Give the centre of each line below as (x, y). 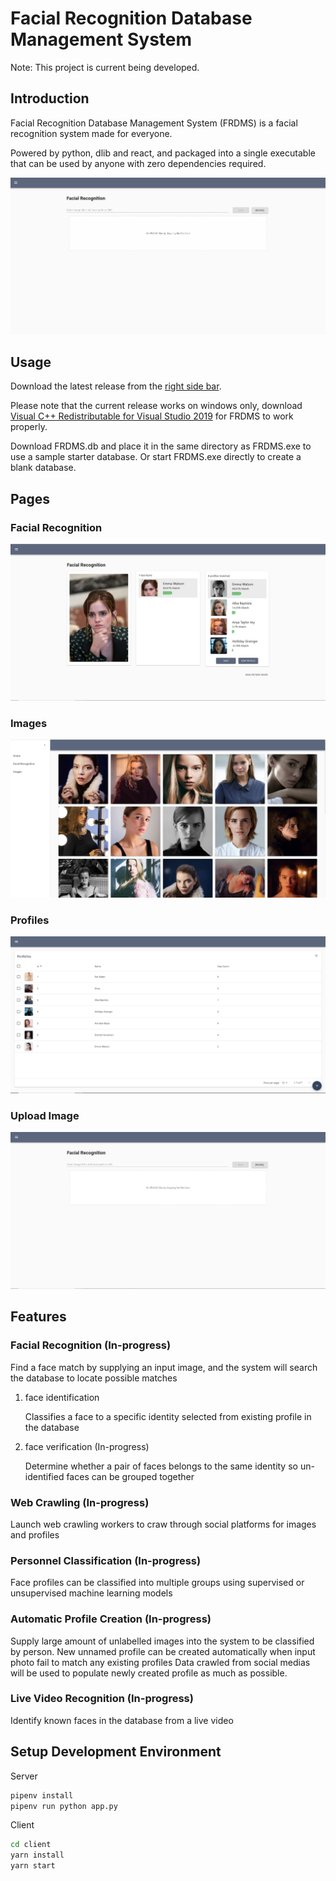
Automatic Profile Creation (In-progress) (111, 1619)
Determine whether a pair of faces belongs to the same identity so (161, 1466)
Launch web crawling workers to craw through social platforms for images (163, 1524)
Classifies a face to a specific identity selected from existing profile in (168, 1416)
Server (24, 1776)
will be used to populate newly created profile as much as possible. (149, 1673)
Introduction (50, 98)
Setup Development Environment (116, 1752)
